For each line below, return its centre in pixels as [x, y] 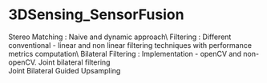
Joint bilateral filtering [74, 62]
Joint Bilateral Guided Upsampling [65, 70]
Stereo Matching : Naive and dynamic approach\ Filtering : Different [120, 37]
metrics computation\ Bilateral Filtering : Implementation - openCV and [125, 53]
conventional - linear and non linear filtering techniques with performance [130, 45]
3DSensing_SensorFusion [96, 15]
